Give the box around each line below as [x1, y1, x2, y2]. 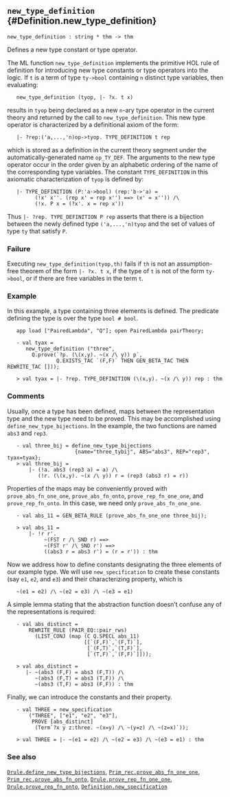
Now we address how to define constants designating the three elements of [7, 560, 222, 568]
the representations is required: [7, 608, 96, 616]
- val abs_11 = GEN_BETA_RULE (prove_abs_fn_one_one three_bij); [16, 512, 207, 519]
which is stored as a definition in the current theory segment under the [7, 146, 207, 154]
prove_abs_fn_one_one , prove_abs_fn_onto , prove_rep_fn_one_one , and [7, 492, 204, 500]
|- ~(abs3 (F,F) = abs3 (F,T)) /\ [25, 669, 125, 675]
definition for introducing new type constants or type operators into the [7, 66, 209, 74]
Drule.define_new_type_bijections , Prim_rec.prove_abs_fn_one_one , [7, 767, 200, 776]
